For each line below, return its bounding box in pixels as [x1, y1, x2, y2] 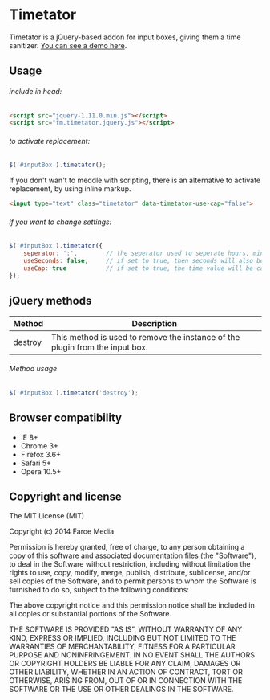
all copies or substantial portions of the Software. [9, 609, 171, 619]
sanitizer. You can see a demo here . [9, 40, 127, 50]
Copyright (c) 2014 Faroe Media [9, 526, 115, 536]
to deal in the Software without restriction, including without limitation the [9, 559, 251, 569]
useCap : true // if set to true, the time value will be [23, 264, 253, 272]
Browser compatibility [9, 411, 123, 425]
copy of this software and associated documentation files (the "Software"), [9, 551, 257, 560]
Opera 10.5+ [20, 466, 62, 476]
